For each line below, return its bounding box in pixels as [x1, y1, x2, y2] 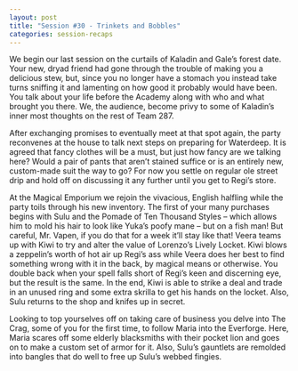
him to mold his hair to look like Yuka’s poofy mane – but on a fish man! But [9, 221, 284, 231]
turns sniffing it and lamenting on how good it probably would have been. [9, 82, 278, 93]
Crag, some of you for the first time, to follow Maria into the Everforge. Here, [9, 323, 289, 334]
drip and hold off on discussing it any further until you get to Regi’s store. [9, 175, 277, 186]
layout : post [9, 12, 58, 22]
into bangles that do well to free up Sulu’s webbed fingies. [9, 351, 222, 362]
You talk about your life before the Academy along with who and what [9, 92, 265, 102]
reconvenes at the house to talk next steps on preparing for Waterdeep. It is [9, 137, 286, 148]
